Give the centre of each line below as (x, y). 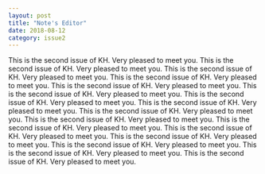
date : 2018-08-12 (37, 30)
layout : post (30, 15)
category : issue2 (37, 38)
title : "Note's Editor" (48, 23)
